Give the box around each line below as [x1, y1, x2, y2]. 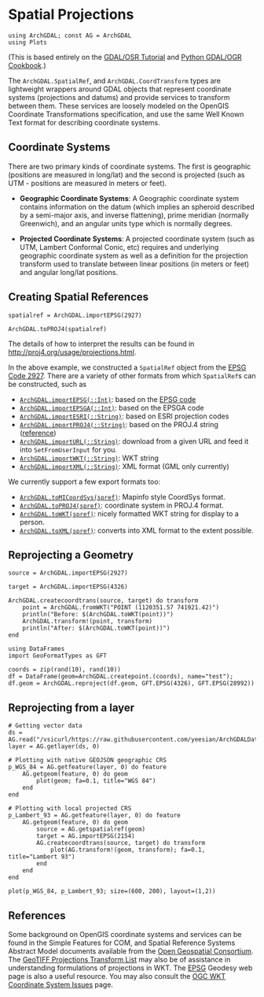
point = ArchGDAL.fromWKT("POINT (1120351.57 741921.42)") [22, 604, 220, 612]
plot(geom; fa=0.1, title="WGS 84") [36, 777, 156, 785]
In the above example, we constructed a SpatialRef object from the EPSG [8, 363, 247, 372]
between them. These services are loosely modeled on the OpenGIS [8, 101, 229, 110]
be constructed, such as [8, 379, 87, 389]
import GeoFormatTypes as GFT [8, 652, 108, 660]
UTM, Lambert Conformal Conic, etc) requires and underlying [19, 242, 219, 251]
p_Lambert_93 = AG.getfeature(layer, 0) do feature [8, 812, 181, 820]
